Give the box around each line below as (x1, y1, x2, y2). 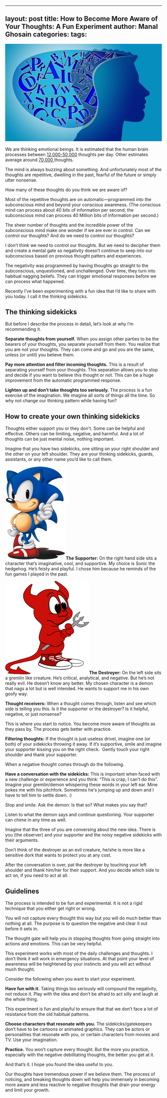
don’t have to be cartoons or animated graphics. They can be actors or (5, 1026, 150, 1032)
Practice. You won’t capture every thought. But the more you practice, (5, 1047, 150, 1053)
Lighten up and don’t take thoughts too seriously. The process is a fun (5, 387, 153, 393)
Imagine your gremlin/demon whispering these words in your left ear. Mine (5, 782, 158, 788)
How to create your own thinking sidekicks (5, 412, 140, 421)
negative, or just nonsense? (5, 711, 62, 717)
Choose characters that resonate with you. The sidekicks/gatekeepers (5, 1021, 153, 1027)
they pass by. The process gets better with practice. (5, 726, 112, 732)
